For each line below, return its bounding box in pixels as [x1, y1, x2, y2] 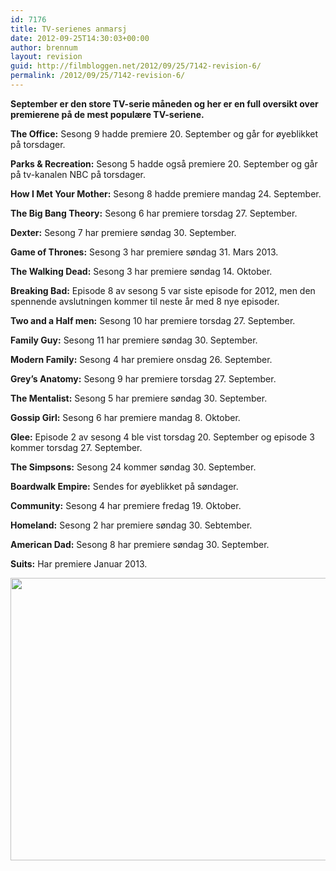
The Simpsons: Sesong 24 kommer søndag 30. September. [10, 461, 257, 473]
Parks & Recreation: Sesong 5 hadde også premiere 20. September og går [10, 157, 318, 170]
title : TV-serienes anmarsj [10, 24, 128, 34]
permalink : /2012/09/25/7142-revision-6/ [10, 71, 186, 81]
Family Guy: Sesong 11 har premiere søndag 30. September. [10, 334, 258, 346]
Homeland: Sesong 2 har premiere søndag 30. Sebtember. [10, 519, 253, 531]
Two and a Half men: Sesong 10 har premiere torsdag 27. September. [10, 314, 296, 326]
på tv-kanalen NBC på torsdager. [10, 168, 147, 180]
